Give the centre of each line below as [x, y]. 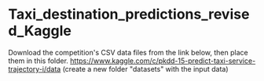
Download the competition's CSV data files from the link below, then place [128, 52]
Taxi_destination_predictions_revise [129, 14]
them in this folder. [38, 61]
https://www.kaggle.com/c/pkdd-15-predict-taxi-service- [163, 61]
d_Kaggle [40, 31]
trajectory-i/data [35, 69]
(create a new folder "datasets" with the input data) [146, 69]
